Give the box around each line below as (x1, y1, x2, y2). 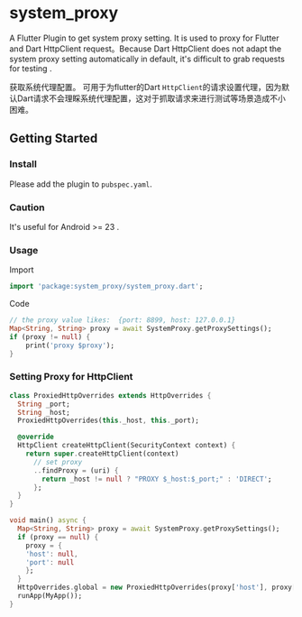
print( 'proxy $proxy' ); (25, 341, 115, 350)
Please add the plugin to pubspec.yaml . (9, 179, 153, 189)
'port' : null (25, 557, 75, 566)
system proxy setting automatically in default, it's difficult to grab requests (9, 53, 286, 64)
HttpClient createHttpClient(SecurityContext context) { (17, 441, 236, 450)
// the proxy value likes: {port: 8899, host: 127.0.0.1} (9, 316, 236, 325)
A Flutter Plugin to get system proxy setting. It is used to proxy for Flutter (9, 32, 279, 43)
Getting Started (9, 131, 98, 146)
